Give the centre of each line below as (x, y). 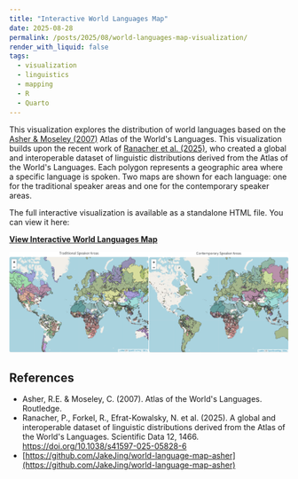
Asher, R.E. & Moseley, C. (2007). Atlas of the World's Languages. (142, 399)
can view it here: (39, 222)
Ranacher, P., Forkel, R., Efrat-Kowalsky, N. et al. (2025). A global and (149, 418)
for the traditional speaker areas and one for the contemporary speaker (139, 185)
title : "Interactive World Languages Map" (89, 19)
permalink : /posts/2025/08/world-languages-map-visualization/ (129, 37)
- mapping (35, 84)
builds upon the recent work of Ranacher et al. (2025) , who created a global (148, 148)
